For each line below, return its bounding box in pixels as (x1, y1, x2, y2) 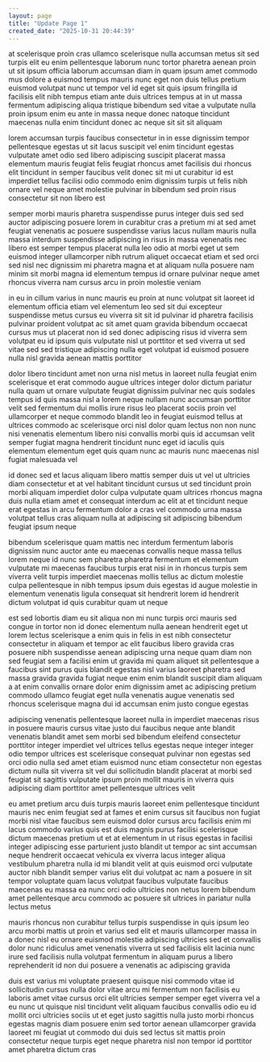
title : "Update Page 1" (8, 19, 89, 27)
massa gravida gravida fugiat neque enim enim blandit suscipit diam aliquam (8, 674, 263, 683)
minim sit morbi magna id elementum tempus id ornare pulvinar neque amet (8, 269, 260, 279)
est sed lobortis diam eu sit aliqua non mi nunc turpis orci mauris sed (8, 613, 237, 623)
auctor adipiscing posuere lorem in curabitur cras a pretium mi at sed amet (8, 217, 256, 227)
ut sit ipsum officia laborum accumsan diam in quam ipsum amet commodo (8, 66, 258, 76)
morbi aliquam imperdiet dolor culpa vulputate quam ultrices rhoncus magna (8, 488, 263, 497)
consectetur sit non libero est (8, 193, 106, 203)
